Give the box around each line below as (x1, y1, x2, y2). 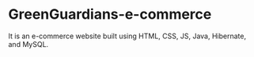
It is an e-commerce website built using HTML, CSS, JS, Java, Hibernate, (8, 31, 247, 41)
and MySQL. (8, 39, 49, 48)
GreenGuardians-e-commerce (8, 5, 212, 23)
